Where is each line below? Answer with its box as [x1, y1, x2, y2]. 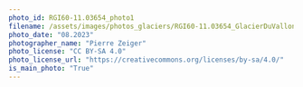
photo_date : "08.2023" [8, 30, 94, 39]
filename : [8, 22, 46, 31]
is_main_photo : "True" [8, 64, 94, 73]
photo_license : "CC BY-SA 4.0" [8, 47, 127, 56]
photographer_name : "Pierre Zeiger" [8, 38, 147, 48]
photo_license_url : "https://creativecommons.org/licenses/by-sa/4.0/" [8, 55, 284, 64]
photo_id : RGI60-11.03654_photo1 [8, 13, 135, 23]
